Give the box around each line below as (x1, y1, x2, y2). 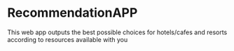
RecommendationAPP (7, 5, 138, 21)
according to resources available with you (7, 35, 128, 43)
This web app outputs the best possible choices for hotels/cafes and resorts (7, 28, 228, 36)
